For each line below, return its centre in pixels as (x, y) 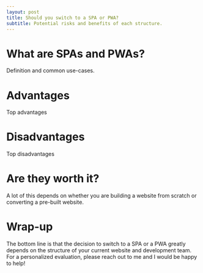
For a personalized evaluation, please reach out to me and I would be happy (102, 257)
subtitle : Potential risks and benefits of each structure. (85, 23)
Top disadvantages (31, 154)
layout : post (23, 12)
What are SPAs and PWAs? (76, 54)
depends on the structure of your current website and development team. (99, 250)
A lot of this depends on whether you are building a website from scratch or (102, 196)
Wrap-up (30, 227)
